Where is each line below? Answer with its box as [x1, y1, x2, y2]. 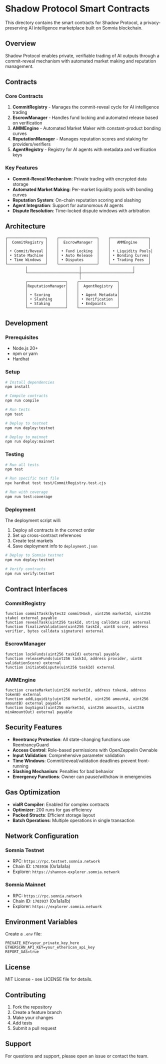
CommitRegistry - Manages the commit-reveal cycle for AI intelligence [12, 104, 159, 110]
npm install [5, 384, 30, 389]
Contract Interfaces [5, 585, 68, 593]
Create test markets [12, 538, 53, 544]
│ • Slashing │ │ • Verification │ [25, 296, 120, 301]
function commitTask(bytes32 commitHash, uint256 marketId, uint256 [5, 611, 151, 616]
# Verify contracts [5, 566, 46, 571]
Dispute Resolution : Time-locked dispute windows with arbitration [12, 207, 150, 213]
